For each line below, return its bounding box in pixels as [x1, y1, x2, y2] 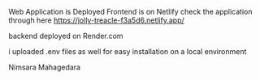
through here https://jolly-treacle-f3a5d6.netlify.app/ [8, 15, 184, 25]
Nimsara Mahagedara [8, 62, 81, 72]
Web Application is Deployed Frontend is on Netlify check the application [8, 7, 253, 16]
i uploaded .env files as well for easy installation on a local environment [8, 47, 247, 56]
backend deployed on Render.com [8, 32, 123, 40]
